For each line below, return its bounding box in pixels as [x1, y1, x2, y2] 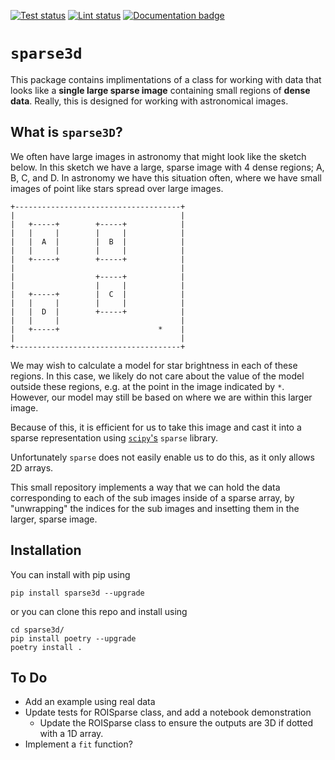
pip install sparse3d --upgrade [10, 588, 145, 598]
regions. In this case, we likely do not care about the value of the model [10, 370, 305, 382]
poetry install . [10, 642, 83, 652]
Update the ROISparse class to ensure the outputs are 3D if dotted [39, 717, 314, 729]
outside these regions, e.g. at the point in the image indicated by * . [10, 380, 285, 392]
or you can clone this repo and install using [10, 605, 188, 617]
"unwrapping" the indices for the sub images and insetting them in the [10, 502, 300, 514]
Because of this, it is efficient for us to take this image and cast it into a [10, 421, 302, 433]
